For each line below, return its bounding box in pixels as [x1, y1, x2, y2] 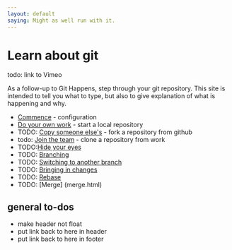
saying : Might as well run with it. [7, 17, 115, 24]
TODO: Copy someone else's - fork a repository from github [17, 128, 193, 136]
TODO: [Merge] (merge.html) [17, 181, 103, 189]
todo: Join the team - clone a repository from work [17, 136, 166, 144]
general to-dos [7, 201, 74, 213]
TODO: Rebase [17, 173, 62, 181]
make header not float [17, 220, 83, 228]
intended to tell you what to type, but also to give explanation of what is [7, 92, 216, 100]
